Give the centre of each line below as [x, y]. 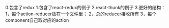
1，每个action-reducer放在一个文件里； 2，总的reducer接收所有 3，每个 [81, 14]
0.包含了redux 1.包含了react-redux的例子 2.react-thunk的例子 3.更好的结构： [86, 7]
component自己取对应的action [37, 20]
